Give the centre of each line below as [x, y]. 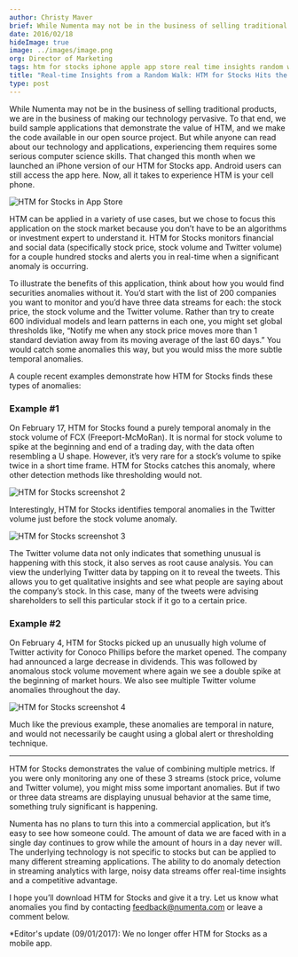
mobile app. [31, 944]
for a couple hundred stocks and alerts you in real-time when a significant [144, 256]
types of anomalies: [45, 385]
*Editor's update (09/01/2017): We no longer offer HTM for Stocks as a [138, 934]
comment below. [39, 917]
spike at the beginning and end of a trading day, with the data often [132, 446]
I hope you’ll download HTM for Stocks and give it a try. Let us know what [144, 897]
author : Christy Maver [51, 17]
